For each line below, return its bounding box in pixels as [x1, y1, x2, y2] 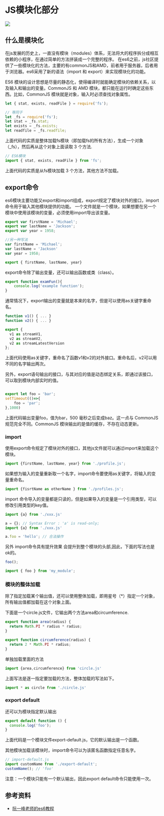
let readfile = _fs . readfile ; [5, 128, 67, 133]
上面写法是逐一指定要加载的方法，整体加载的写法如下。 [5, 675, 117, 681]
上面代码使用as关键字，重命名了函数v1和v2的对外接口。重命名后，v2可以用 [5, 355, 157, 361]
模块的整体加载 [5, 581, 41, 588]
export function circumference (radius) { [5, 637, 91, 643]
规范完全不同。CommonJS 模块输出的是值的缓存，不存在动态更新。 [5, 421, 141, 427]
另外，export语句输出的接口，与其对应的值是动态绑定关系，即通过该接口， [5, 371, 156, 377]
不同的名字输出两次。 [5, 361, 48, 367]
